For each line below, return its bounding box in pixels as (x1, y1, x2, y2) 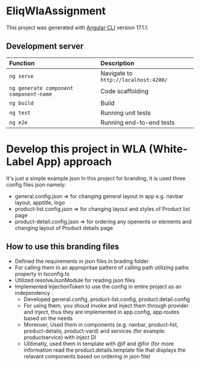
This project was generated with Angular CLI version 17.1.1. (6, 24, 149, 31)
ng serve (9, 73, 34, 79)
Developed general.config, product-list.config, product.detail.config (23, 296, 190, 303)
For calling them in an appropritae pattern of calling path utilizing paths (14, 264, 189, 271)
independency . (14, 289, 54, 296)
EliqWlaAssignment (6, 4, 106, 18)
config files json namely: (6, 181, 67, 188)
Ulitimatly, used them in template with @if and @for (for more (23, 340, 174, 347)
